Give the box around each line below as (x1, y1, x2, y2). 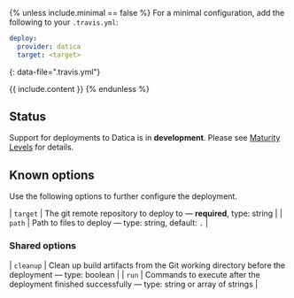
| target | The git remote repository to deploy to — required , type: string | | (9, 208, 283, 219)
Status (9, 110, 47, 125)
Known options (9, 167, 95, 182)
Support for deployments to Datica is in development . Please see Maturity (9, 133, 281, 143)
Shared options (9, 240, 77, 252)
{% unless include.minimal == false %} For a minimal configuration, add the (9, 8, 285, 18)
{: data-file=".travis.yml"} (9, 66, 101, 77)
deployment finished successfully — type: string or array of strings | (9, 279, 259, 289)
